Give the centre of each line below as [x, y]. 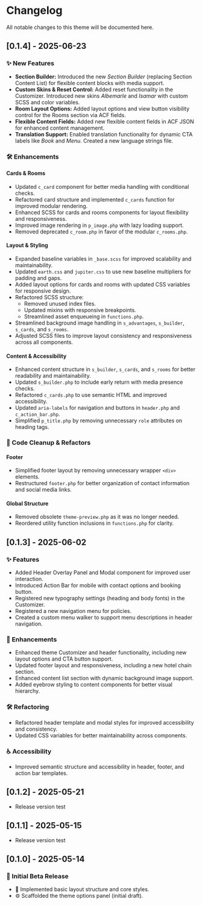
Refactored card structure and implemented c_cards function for [95, 199]
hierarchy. [27, 691]
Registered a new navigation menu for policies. [73, 611]
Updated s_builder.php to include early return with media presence [99, 382]
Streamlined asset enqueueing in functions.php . [84, 316]
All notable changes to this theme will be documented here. [80, 27]
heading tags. [32, 427]
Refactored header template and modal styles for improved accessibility [104, 722]
